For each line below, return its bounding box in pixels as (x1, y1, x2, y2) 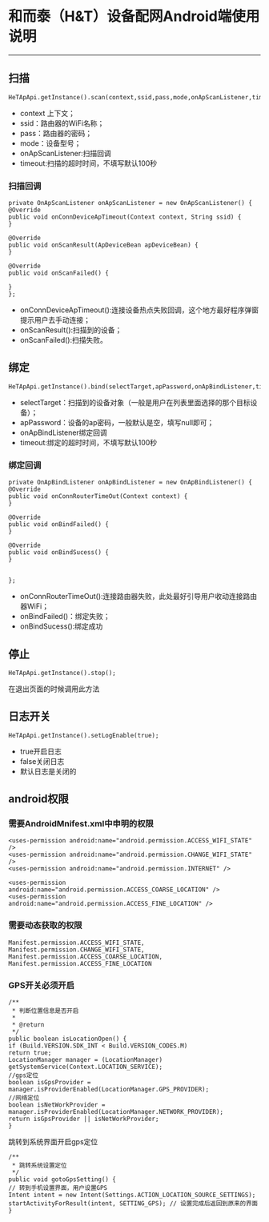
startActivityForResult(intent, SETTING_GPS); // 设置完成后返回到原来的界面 (8, 1200, 259, 1208)
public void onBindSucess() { (8, 549, 110, 557)
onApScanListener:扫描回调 (19, 148, 111, 158)
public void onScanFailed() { (8, 269, 110, 277)
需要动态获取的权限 (8, 920, 82, 931)
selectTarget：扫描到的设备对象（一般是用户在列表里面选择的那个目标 (19, 397, 251, 407)
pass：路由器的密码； (19, 128, 93, 138)
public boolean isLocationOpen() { (8, 1035, 127, 1043)
